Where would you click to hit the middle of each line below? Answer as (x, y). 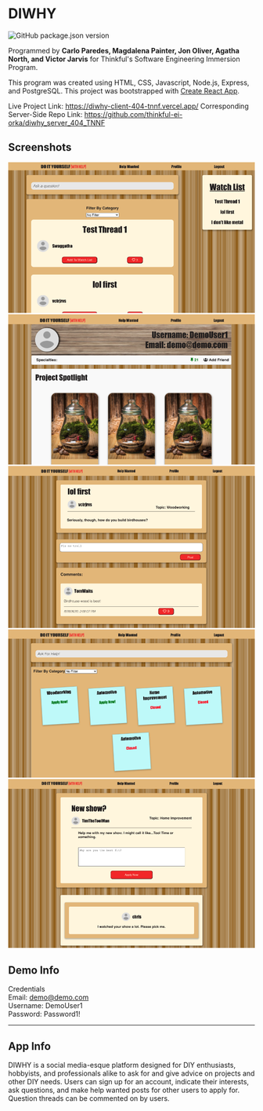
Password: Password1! (44, 1014)
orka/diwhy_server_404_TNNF (57, 122)
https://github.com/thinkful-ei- (133, 114)
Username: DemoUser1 (45, 1006)
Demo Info (34, 970)
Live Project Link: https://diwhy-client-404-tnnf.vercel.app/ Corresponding (128, 106)
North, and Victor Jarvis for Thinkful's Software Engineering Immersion (124, 59)
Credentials (27, 989)
